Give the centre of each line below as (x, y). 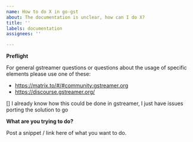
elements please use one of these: (49, 74)
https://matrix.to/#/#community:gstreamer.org (71, 86)
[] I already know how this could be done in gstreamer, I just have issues (95, 104)
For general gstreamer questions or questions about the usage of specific (97, 68)
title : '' (18, 23)
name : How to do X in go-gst (42, 12)
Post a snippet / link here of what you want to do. (66, 133)
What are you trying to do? (40, 121)
